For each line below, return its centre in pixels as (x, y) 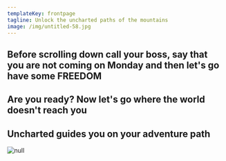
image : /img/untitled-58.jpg (49, 26)
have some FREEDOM (55, 76)
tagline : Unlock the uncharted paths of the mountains (88, 20)
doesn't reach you (47, 110)
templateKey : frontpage (41, 13)
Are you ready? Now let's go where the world (106, 100)
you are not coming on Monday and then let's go (113, 65)
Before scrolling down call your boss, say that (107, 54)
